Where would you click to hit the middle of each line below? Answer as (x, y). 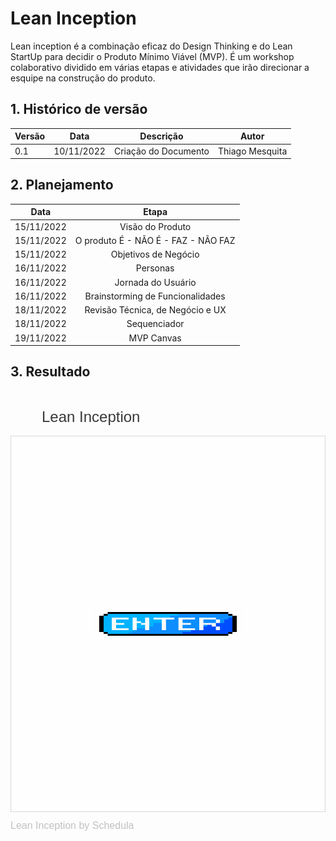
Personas (155, 268)
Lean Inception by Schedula (72, 826)
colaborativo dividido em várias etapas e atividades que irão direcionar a (160, 67)
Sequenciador (155, 324)
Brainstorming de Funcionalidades (155, 296)
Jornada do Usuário (155, 282)
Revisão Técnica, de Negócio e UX (155, 310)
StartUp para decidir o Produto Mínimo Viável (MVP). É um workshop (152, 56)
